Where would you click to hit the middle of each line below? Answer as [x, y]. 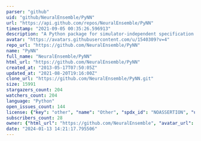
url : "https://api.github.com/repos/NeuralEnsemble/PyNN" [80, 23]
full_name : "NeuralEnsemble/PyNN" [49, 56]
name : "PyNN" [22, 51]
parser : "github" [28, 12]
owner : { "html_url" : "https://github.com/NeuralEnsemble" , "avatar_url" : [100, 124]
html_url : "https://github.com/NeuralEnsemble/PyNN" [73, 62]
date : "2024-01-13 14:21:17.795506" [52, 129]
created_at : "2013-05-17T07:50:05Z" [52, 67]
